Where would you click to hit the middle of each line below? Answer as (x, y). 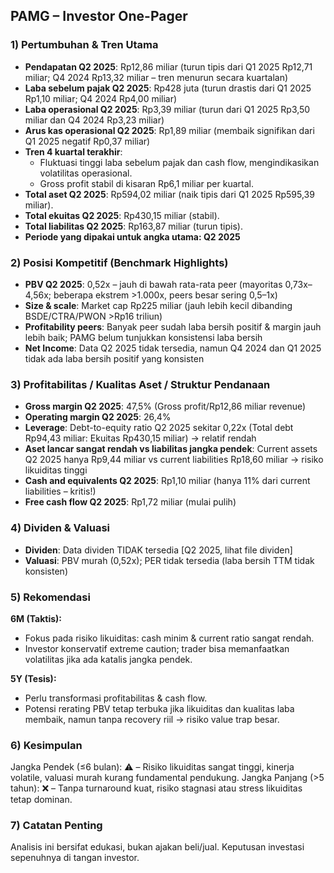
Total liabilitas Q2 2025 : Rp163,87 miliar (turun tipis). (133, 226)
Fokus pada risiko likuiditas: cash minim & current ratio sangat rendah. (169, 638)
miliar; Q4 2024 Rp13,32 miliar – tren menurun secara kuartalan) (156, 77)
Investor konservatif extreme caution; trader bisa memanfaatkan (157, 648)
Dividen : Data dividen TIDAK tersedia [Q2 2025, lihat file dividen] (158, 550)
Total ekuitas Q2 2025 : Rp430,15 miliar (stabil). (122, 215)
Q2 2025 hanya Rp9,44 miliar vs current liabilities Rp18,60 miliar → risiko (174, 460)
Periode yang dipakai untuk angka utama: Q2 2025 (132, 236)
